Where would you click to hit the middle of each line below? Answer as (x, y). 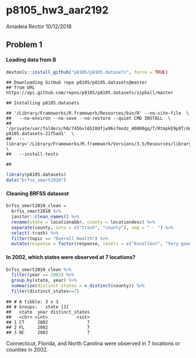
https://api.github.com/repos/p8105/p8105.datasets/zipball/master (90, 93)
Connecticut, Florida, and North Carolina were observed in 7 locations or (93, 343)
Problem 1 (24, 45)
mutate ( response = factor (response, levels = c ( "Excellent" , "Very (95, 244)
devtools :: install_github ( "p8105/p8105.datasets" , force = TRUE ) (87, 72)
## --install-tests (32, 154)
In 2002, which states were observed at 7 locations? (71, 257)
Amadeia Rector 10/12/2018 (39, 26)
